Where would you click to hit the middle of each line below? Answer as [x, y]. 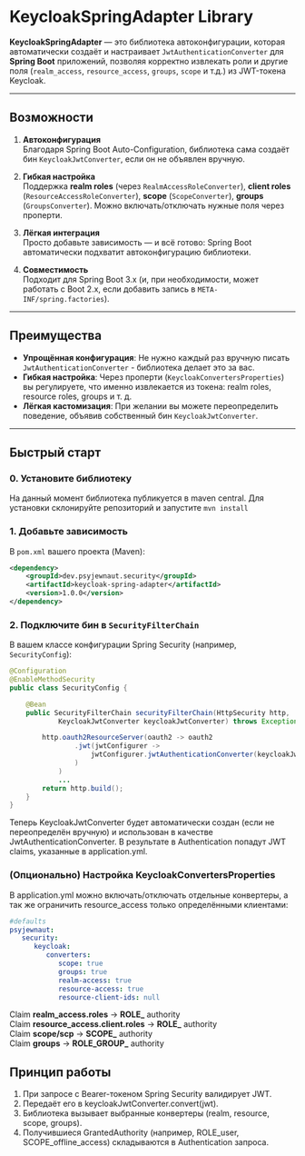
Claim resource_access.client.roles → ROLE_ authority [113, 1024]
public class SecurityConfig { [69, 688]
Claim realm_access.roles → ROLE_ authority [95, 1014]
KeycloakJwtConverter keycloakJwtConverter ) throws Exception [178, 721]
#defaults [28, 921]
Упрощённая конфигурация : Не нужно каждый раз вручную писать [156, 357]
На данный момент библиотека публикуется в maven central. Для [137, 498]
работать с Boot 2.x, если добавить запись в [109, 289]
